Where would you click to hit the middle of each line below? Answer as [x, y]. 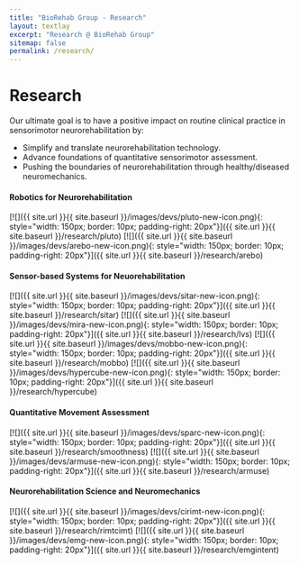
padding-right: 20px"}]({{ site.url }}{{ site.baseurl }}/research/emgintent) [144, 550]
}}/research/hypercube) [53, 392]
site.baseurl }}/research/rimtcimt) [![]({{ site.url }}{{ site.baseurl [127, 530]
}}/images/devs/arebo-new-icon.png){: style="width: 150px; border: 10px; [147, 246]
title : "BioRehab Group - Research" [78, 18]
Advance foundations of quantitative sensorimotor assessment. [140, 158]
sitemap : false [38, 43]
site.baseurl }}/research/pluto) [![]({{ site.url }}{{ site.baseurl [121, 236]
